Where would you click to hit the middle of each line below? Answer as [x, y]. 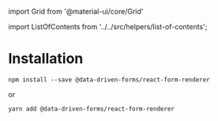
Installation [46, 59]
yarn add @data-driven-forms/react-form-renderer [92, 109]
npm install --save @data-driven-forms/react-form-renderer [109, 79]
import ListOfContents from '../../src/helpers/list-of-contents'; [108, 26]
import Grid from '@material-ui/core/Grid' [76, 11]
